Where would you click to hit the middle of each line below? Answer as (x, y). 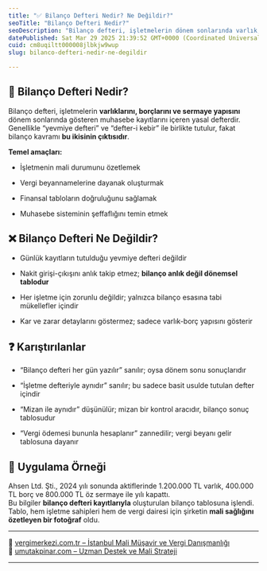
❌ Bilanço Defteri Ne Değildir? (83, 239)
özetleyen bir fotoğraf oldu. (54, 520)
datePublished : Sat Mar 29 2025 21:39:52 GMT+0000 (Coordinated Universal (135, 38)
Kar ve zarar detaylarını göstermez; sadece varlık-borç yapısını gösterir (136, 321)
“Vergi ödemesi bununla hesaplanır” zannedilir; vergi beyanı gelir (126, 433)
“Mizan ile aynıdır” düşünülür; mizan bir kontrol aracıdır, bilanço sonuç (134, 409)
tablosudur (37, 418)
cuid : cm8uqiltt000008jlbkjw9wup (64, 45)
